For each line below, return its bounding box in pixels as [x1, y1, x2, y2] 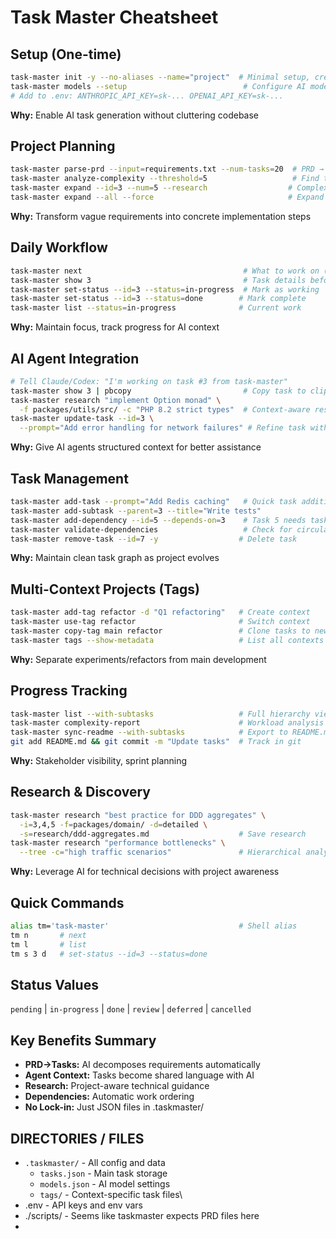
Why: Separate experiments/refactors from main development [10, 653, 267, 665]
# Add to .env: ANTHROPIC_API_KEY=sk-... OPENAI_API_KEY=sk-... [10, 91, 284, 101]
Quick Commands [10, 894, 125, 911]
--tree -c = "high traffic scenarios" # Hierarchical [19, 847, 302, 858]
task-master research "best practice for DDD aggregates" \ [10, 810, 267, 820]
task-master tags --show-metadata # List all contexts [10, 635, 325, 645]
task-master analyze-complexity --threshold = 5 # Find [10, 174, 320, 184]
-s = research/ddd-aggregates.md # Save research [19, 829, 307, 839]
